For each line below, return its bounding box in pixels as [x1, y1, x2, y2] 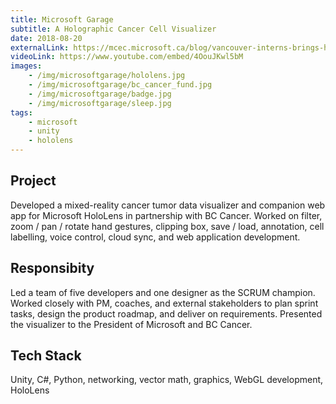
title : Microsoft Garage [10, 14, 114, 25]
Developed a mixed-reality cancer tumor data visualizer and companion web [10, 199, 326, 211]
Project [10, 172, 57, 190]
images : [10, 61, 43, 71]
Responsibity [10, 260, 95, 277]
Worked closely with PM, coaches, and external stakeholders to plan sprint [10, 297, 319, 309]
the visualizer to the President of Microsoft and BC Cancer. [10, 318, 253, 330]
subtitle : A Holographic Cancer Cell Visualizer [10, 24, 217, 34]
